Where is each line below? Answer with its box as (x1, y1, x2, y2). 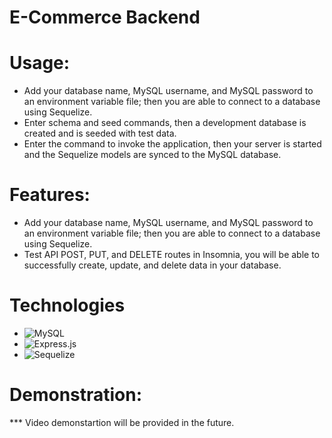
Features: (9, 184, 91, 206)
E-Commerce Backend (9, 6, 201, 29)
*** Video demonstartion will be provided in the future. (9, 416, 235, 428)
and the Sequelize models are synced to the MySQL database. (23, 149, 282, 161)
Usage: (9, 52, 71, 75)
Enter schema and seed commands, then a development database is (23, 117, 307, 129)
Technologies (9, 294, 126, 317)
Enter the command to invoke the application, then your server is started (23, 138, 322, 150)
